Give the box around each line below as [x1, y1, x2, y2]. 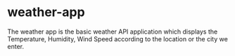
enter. [7, 42, 25, 50]
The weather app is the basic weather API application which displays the [7, 27, 218, 36]
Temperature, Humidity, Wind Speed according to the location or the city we [7, 34, 229, 43]
